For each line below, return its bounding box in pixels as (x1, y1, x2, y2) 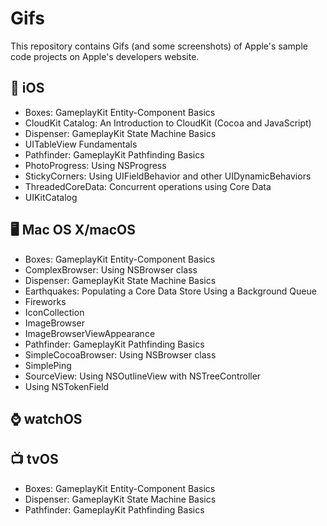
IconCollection (24, 306, 85, 318)
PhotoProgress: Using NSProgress (24, 159, 167, 171)
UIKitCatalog (24, 191, 78, 203)
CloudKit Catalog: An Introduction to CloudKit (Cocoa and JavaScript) (24, 117, 312, 129)
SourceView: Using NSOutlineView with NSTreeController (24, 370, 262, 382)
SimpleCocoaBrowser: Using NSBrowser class (24, 348, 217, 361)
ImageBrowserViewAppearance (24, 327, 156, 339)
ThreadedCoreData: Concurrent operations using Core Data (24, 180, 272, 192)
